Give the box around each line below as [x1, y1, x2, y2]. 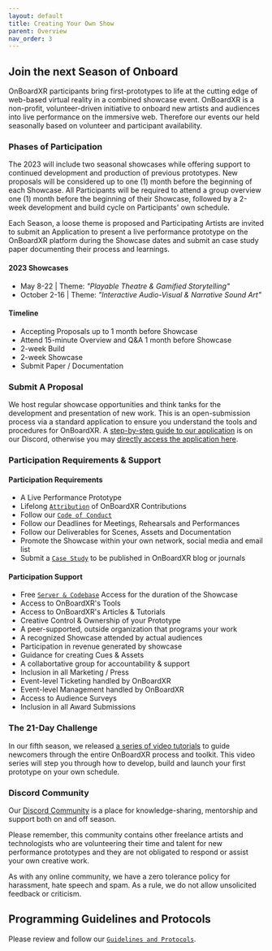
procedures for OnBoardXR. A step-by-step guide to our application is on [8, 426, 253, 436]
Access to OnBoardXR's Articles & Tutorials [19, 607, 166, 617]
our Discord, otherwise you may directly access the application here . [8, 434, 239, 444]
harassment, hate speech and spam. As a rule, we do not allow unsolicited [8, 879, 257, 890]
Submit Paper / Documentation [19, 361, 124, 371]
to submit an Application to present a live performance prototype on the [8, 227, 248, 237]
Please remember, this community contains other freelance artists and [8, 830, 244, 840]
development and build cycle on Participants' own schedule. [28, 202, 230, 212]
